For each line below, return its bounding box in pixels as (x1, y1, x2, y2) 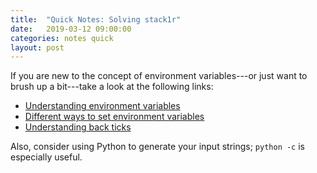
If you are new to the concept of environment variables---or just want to (10, 70, 308, 82)
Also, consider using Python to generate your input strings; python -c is (10, 141, 305, 153)
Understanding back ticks (24, 121, 132, 133)
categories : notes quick (10, 33, 114, 43)
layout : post (10, 42, 65, 53)
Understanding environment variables (24, 100, 181, 112)
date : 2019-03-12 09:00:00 (10, 24, 132, 34)
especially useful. (10, 151, 83, 163)
